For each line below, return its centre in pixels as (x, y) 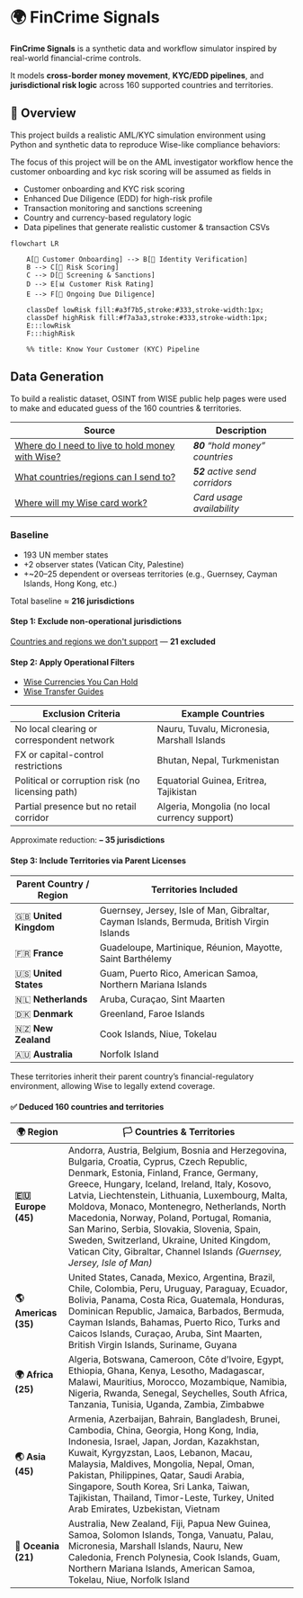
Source (100, 430)
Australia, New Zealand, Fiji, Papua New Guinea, (169, 1523)
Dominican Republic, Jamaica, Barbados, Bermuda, (176, 1311)
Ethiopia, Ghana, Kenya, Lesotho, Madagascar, (166, 1370)
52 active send (225, 471)
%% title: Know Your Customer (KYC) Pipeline (113, 349)
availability (216, 508)
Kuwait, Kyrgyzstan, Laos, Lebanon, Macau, (160, 1452)
